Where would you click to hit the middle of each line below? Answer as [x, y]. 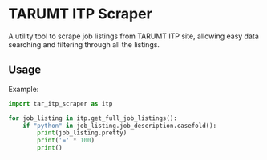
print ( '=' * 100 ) [66, 141]
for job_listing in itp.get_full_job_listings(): [93, 118]
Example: [24, 89]
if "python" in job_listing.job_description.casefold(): [120, 126]
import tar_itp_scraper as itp [61, 104]
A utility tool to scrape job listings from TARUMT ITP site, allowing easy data [133, 36]
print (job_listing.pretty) [82, 133]
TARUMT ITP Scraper [80, 14]
